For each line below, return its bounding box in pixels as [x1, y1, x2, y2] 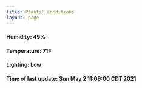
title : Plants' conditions [6, 8, 75, 15]
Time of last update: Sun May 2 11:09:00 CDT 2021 [6, 75, 137, 82]
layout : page [6, 15, 39, 21]
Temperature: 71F [6, 47, 52, 55]
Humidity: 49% [6, 33, 46, 41]
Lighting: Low [6, 61, 41, 69]
